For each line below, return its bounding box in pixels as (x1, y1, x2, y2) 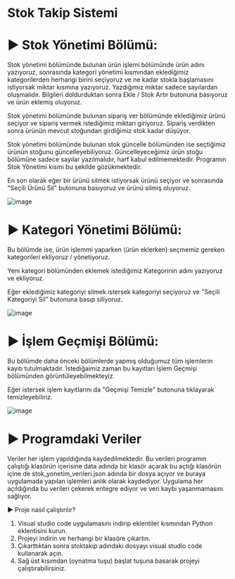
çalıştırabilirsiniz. (17, 564, 67, 572)
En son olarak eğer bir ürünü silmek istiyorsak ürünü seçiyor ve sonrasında (7, 176, 224, 185)
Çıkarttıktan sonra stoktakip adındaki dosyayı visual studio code (17, 541, 203, 550)
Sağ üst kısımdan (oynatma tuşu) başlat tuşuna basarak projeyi (17, 556, 200, 565)
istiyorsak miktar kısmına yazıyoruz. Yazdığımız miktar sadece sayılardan (7, 83, 218, 92)
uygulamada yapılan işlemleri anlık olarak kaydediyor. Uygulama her (7, 477, 204, 485)
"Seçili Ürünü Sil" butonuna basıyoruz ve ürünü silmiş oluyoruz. (7, 184, 191, 192)
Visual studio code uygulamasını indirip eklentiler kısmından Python (17, 519, 213, 528)
